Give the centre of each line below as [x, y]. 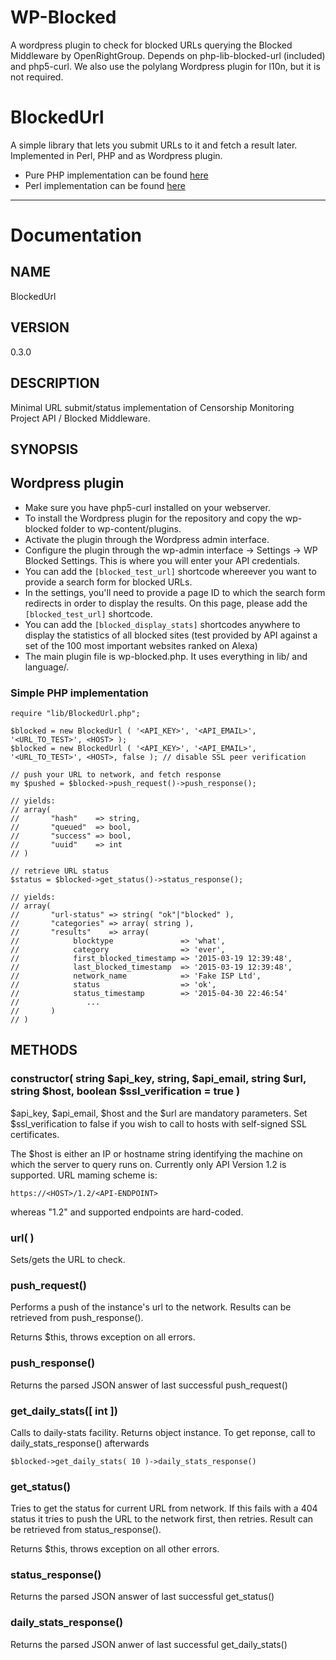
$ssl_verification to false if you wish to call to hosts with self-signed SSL [158, 1123]
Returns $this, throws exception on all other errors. [115, 1549]
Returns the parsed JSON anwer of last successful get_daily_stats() [149, 1644]
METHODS [44, 1050]
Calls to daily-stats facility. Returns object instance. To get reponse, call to [163, 1432]
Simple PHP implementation [79, 693]
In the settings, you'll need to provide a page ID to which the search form [175, 592]
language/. [47, 667]
